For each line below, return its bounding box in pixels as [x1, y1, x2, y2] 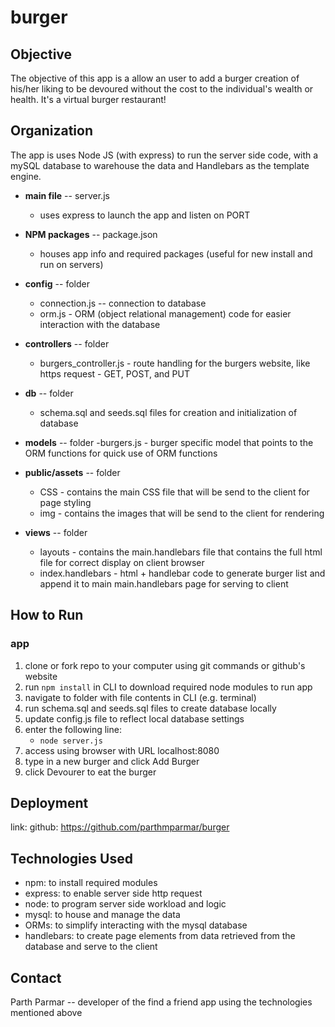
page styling [39, 496, 92, 508]
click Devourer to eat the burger [24, 766, 157, 778]
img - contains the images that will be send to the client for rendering [39, 507, 325, 519]
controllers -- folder [24, 337, 110, 350]
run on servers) [39, 258, 104, 270]
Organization [10, 122, 93, 140]
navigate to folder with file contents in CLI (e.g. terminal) [24, 691, 257, 703]
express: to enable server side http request [24, 887, 203, 900]
